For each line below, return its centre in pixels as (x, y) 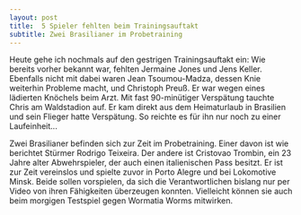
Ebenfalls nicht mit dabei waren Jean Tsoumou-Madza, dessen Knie (135, 79)
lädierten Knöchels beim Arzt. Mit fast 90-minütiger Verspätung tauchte (142, 98)
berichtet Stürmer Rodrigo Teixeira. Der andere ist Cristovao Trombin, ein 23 (150, 153)
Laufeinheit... (34, 126)
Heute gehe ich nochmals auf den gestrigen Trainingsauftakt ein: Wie (137, 60)
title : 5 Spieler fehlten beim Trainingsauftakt (104, 26)
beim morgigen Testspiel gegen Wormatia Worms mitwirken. (121, 201)
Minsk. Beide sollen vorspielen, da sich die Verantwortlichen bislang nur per (150, 182)
